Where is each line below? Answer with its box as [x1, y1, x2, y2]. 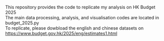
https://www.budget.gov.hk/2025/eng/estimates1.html [5, 31, 117, 36]
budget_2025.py [5, 20, 39, 26]
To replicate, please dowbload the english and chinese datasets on [5, 25, 144, 31]
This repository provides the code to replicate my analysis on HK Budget [5, 4, 156, 10]
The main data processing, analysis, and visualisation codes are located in [5, 15, 159, 20]
